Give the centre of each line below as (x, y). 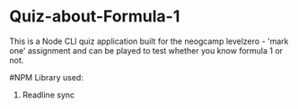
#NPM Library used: (46, 77)
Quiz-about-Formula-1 (95, 17)
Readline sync (48, 95)
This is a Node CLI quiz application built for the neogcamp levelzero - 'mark (149, 41)
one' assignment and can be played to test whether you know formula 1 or (146, 50)
